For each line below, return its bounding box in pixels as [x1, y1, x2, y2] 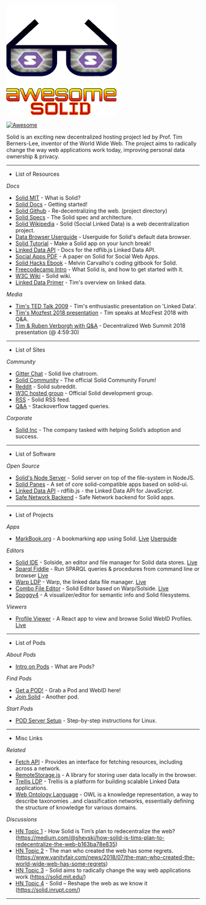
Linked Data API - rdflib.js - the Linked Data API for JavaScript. [15, 487, 174, 494]
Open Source [6, 462, 40, 469]
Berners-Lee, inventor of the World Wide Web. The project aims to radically [6, 140, 197, 147]
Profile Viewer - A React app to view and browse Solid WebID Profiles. [15, 615, 193, 622]
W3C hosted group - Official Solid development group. [15, 390, 153, 396]
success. [15, 433, 39, 440]
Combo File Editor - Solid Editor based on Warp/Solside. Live [15, 585, 169, 592]
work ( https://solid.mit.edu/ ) [15, 873, 86, 880]
